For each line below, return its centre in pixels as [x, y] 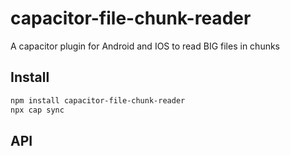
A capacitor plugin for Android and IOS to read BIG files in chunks [145, 46]
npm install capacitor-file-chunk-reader [98, 100]
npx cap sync [37, 110]
